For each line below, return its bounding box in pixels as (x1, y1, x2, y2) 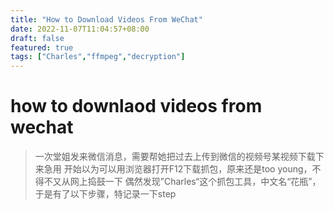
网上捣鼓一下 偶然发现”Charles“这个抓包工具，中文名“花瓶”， (69, 176, 322, 188)
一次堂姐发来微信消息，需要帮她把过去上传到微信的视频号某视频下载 (34, 151, 316, 163)
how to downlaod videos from (10, 95, 263, 118)
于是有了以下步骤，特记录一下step (34, 188, 177, 200)
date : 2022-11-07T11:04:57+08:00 (10, 24, 150, 34)
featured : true (10, 42, 74, 53)
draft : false (10, 33, 65, 43)
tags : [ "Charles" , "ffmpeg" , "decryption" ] (10, 52, 186, 62)
